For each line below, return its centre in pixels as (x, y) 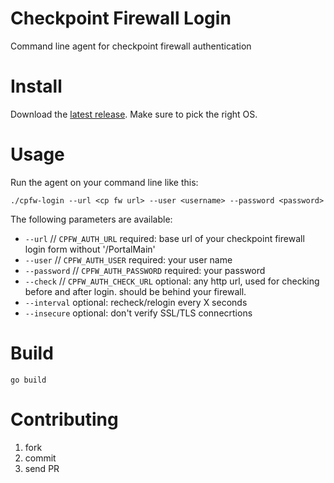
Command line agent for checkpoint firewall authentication (131, 46)
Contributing (64, 419)
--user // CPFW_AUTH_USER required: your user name (128, 259)
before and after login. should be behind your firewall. (135, 291)
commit (40, 458)
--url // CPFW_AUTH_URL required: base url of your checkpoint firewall (164, 238)
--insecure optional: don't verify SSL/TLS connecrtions (138, 313)
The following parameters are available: (91, 219)
